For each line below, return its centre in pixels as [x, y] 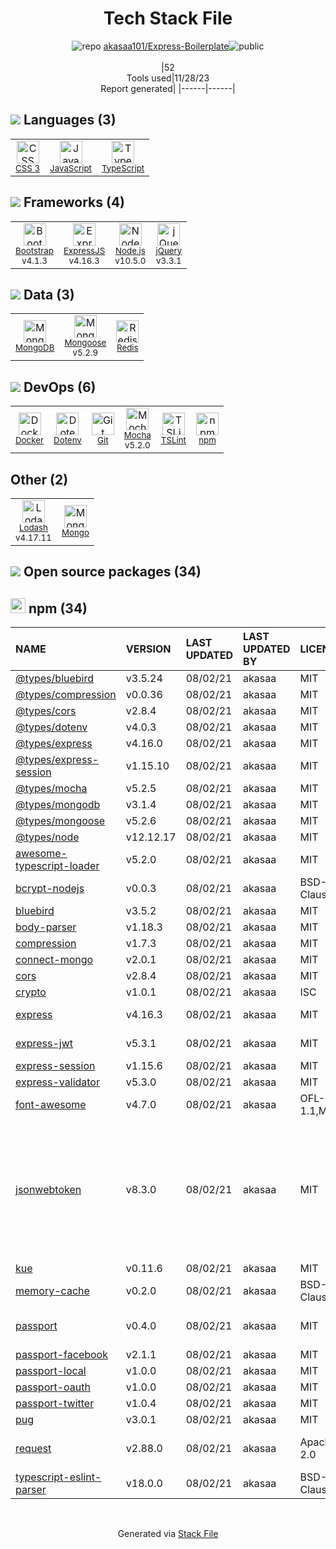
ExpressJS [84, 250]
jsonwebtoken [48, 1190]
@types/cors [46, 711]
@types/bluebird [55, 679]
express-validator [57, 1082]
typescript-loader [57, 866]
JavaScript [70, 168]
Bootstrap [34, 250]
